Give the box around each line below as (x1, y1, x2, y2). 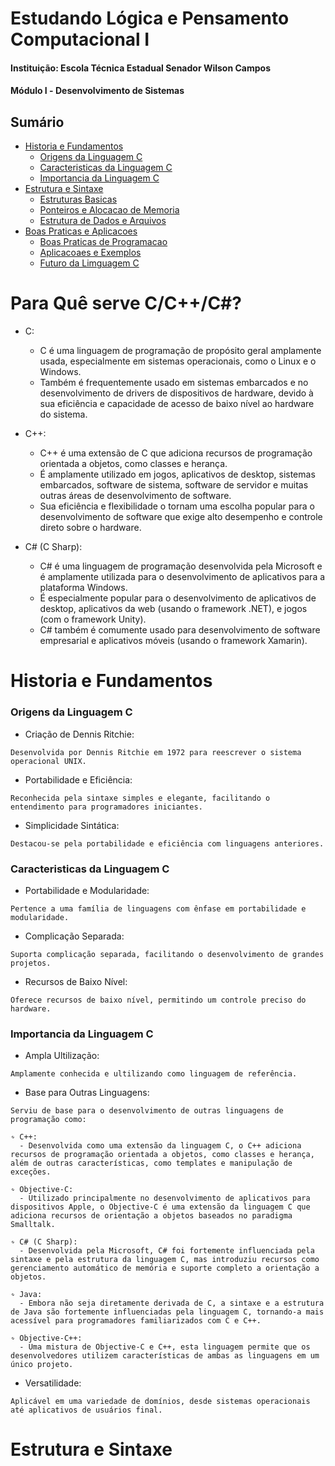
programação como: (10, 1115, 87, 1125)
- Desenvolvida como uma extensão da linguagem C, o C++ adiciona (19, 1141, 302, 1151)
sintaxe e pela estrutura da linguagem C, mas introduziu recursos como (10, 1255, 320, 1265)
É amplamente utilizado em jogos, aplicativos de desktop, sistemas (39, 468, 316, 481)
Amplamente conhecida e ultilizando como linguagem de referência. (10, 1069, 298, 1079)
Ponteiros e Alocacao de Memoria (39, 204, 180, 216)
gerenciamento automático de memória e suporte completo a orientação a (10, 1263, 320, 1274)
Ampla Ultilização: (24, 1050, 100, 1062)
